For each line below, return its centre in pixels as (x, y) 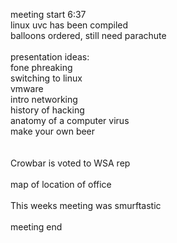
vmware (27, 88)
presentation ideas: (50, 57)
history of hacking (47, 110)
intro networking (44, 99)
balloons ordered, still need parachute (88, 35)
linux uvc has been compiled (69, 25)
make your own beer (53, 131)
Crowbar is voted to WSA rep (70, 163)
